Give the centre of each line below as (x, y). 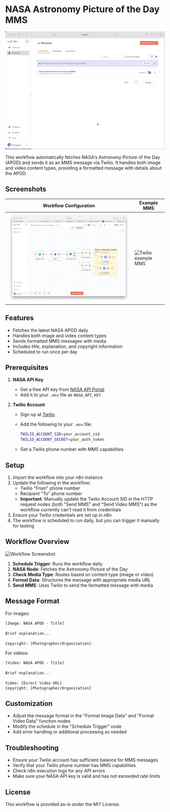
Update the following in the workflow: (52, 482)
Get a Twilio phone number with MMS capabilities (72, 450)
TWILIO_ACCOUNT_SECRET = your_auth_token (62, 440)
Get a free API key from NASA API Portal (62, 390)
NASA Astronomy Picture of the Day (82, 9)
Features (19, 318)
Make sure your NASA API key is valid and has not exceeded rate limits (86, 776)
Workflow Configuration (69, 206)
